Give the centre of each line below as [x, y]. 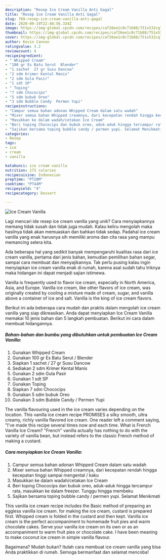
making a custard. [23, 441]
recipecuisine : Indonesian [33, 175]
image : [12, 28]
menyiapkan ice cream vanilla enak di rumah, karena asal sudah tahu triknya [83, 267]
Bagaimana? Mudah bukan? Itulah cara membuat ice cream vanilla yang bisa [83, 547]
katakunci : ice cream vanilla [36, 166]
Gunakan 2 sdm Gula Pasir [39, 373]
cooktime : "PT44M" [24, 184]
